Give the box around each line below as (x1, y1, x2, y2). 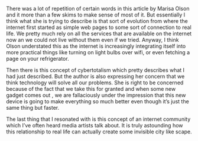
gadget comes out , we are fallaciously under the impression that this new (6, 91, 186, 99)
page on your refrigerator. (6, 55, 69, 62)
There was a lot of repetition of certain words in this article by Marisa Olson (6, 5, 190, 12)
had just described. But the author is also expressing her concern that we (6, 73, 185, 80)
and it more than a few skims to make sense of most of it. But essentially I (6, 11, 185, 18)
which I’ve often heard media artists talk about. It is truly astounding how (6, 122, 183, 129)
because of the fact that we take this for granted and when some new (6, 86, 176, 92)
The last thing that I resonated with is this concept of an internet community (6, 116, 191, 123)
